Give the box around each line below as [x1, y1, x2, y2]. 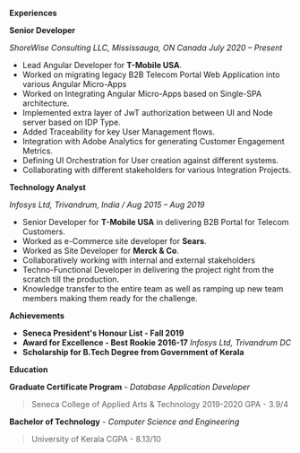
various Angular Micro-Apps [21, 79, 127, 89]
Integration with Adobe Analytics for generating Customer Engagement [21, 136, 285, 146]
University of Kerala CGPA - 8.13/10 [30, 434, 161, 444]
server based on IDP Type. [21, 117, 121, 127]
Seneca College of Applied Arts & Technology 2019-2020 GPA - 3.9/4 [30, 399, 289, 409]
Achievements [9, 310, 65, 321]
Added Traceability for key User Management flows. [21, 126, 216, 137]
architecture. [21, 98, 70, 109]
